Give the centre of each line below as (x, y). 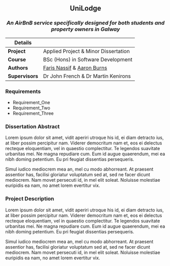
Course (17, 59)
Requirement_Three (33, 113)
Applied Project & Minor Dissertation (86, 51)
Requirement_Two (31, 108)
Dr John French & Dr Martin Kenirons (87, 76)
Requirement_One (31, 102)
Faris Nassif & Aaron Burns (75, 67)
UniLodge (86, 8)
